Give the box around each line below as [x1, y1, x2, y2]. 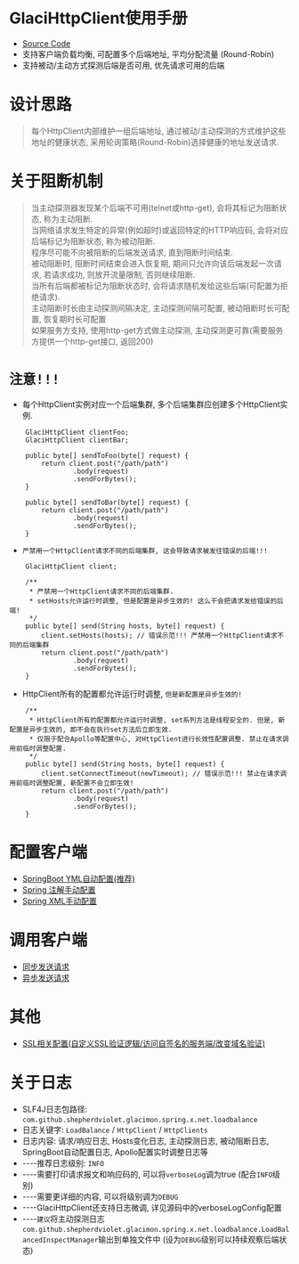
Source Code [21, 37, 71, 49]
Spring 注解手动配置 [21, 884, 96, 895]
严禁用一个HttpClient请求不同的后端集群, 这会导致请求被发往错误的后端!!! [21, 546, 269, 555]
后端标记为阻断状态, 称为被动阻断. [30, 235, 156, 246]
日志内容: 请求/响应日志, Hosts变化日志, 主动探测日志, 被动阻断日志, [21, 1135, 270, 1146]
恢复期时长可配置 [43, 314, 107, 324]
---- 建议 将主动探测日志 [21, 1213, 105, 1224]
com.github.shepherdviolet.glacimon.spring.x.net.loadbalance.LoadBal [21, 1225, 290, 1234]
